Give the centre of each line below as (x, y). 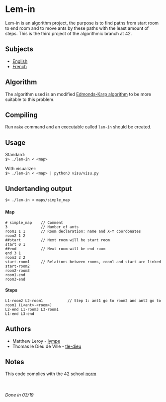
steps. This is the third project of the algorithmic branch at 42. (69, 33)
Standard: (15, 155)
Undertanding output (39, 188)
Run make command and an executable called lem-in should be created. (78, 127)
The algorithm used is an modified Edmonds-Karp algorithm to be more (78, 94)
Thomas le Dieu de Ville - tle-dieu (47, 346)
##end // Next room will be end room (55, 249)
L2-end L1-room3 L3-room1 (32, 309)
